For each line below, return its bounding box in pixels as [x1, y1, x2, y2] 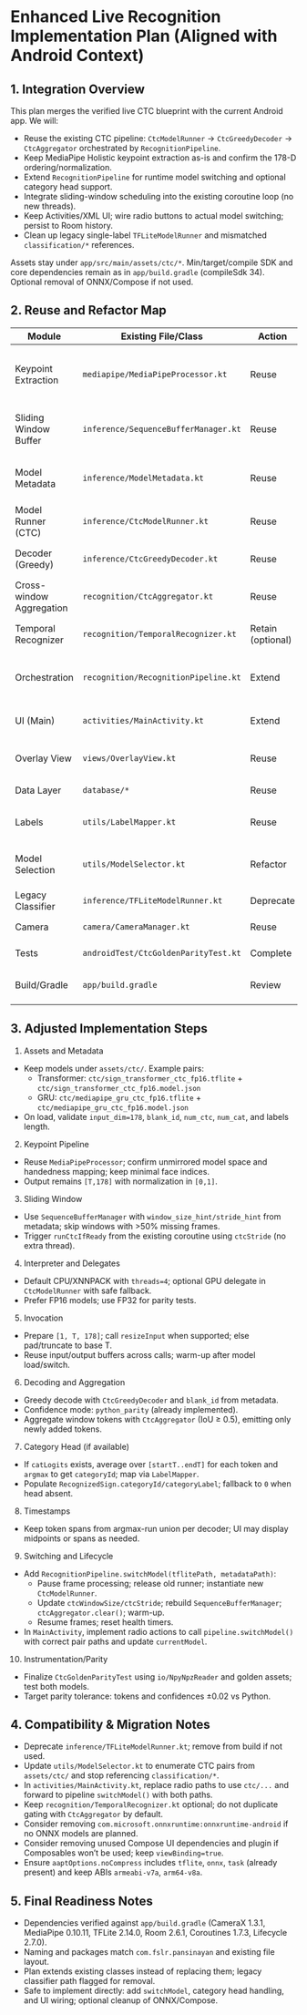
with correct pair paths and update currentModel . [23, 1636, 208, 1647]
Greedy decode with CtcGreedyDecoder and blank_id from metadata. [23, 1394, 279, 1405]
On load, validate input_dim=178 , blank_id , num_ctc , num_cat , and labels [23, 1111, 290, 1122]
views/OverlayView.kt [82, 753, 177, 763]
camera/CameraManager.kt [82, 921, 190, 931]
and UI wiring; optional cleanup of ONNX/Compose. [23, 1995, 218, 2006]
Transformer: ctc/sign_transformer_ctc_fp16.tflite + [36, 1073, 243, 1084]
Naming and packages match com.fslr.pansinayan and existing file [23, 1947, 276, 1958]
